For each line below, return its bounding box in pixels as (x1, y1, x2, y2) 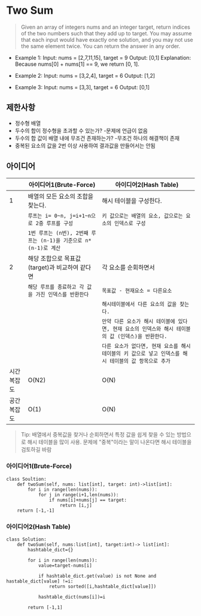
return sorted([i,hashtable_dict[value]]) (48, 584, 157, 590)
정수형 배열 (14, 119, 41, 126)
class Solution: (6, 536, 47, 542)
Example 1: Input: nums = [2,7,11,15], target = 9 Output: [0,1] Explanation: (14, 54, 191, 61)
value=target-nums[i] (38, 563, 93, 569)
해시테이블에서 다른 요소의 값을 (101, 301, 177, 307)
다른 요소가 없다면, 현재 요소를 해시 (101, 342, 191, 349)
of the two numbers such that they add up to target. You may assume (20, 29, 192, 37)
